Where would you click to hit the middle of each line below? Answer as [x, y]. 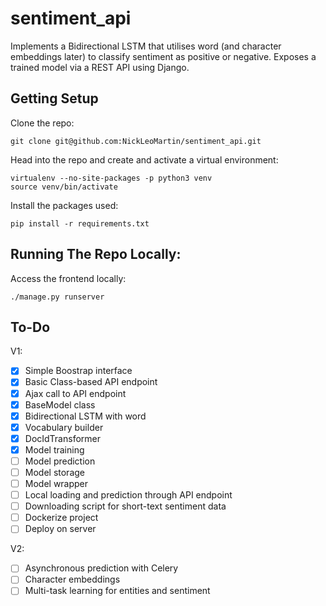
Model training [54, 449]
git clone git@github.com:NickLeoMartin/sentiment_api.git [136, 141]
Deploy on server [60, 529]
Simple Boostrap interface [78, 371]
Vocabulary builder [64, 427]
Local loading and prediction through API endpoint [128, 495]
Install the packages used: [64, 205]
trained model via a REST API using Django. [100, 67]
